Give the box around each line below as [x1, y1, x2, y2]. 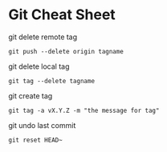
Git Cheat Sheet [8, 6, 116, 24]
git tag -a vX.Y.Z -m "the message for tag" [8, 106, 160, 114]
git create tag [8, 90, 53, 101]
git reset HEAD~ [8, 136, 63, 144]
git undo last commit [8, 120, 76, 130]
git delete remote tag [8, 32, 78, 42]
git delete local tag [8, 62, 70, 71]
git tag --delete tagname [8, 77, 95, 85]
